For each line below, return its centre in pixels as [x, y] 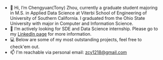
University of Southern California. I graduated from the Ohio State [77, 18]
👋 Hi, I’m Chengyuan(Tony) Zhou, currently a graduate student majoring [84, 8]
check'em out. [25, 47]
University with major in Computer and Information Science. [71, 23]
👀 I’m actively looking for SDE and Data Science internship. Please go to [84, 29]
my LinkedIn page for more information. [50, 34]
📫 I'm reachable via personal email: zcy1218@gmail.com [68, 52]
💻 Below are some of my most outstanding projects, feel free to [76, 39]
